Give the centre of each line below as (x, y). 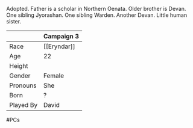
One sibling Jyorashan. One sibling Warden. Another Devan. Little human (97, 15)
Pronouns (23, 85)
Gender (20, 76)
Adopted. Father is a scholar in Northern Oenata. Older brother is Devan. (96, 9)
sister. (14, 21)
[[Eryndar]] (59, 46)
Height (19, 66)
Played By (24, 105)
